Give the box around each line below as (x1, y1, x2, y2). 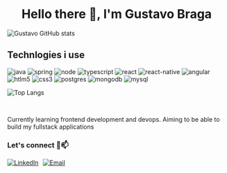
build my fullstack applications (7, 122, 94, 131)
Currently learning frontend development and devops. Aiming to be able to (7, 115, 220, 123)
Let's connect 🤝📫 (7, 140, 69, 149)
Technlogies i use (7, 49, 85, 61)
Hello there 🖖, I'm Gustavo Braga (21, 6, 212, 22)
